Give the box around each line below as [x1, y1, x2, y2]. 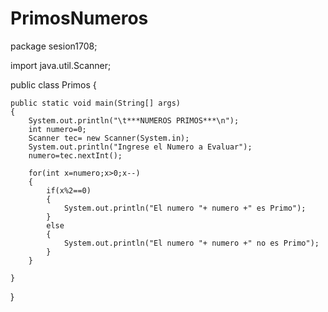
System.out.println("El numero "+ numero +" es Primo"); [63, 203, 307, 213]
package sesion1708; [10, 40, 98, 52]
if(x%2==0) [46, 185, 92, 196]
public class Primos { [10, 78, 97, 91]
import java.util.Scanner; [10, 59, 112, 71]
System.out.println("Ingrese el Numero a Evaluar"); [28, 142, 253, 152]
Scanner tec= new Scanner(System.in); [28, 133, 190, 143]
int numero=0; [28, 124, 87, 134]
